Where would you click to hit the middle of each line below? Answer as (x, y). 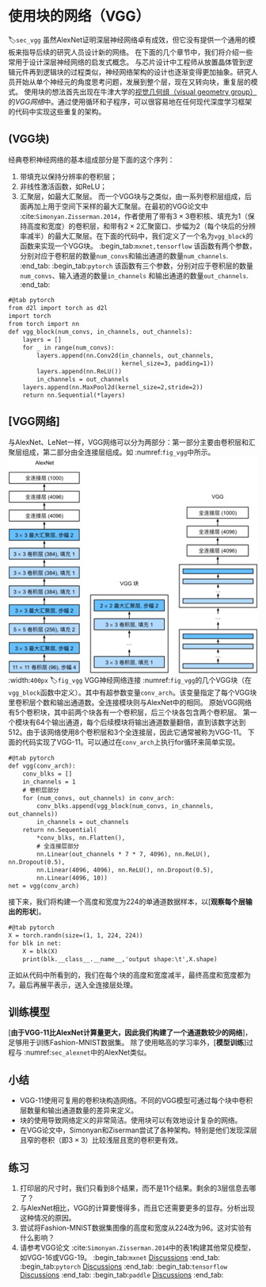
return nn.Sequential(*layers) (74, 395)
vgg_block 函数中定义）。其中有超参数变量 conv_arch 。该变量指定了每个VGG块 (133, 692)
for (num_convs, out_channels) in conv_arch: (99, 798)
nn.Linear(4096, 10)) (72, 878)
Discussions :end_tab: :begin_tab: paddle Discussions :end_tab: (122, 1275)
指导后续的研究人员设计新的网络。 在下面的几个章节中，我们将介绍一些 (137, 52)
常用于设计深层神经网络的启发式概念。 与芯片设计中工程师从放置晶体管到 (127, 62)
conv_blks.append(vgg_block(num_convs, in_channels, (125, 806)
